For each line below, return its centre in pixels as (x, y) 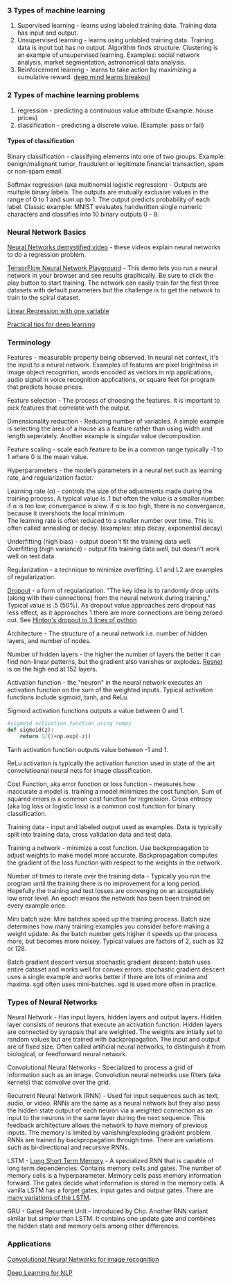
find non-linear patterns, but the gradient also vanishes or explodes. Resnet (115, 662)
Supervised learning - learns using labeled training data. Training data (117, 26)
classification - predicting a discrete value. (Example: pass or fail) (110, 125)
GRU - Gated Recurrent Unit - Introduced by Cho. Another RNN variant (108, 1211)
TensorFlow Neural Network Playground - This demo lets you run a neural (113, 268)
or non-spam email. (35, 171)
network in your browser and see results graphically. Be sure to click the (110, 276)
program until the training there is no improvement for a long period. (104, 883)
